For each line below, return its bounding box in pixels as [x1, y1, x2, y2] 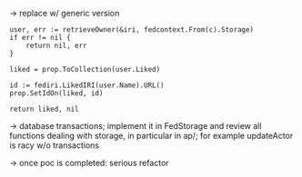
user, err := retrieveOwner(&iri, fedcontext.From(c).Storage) [9, 25, 255, 34]
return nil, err [25, 41, 88, 50]
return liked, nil [9, 104, 79, 113]
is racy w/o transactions [9, 140, 100, 151]
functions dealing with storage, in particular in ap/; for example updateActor [9, 131, 294, 141]
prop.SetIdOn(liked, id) [9, 89, 104, 98]
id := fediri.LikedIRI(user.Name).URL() [9, 81, 166, 90]
